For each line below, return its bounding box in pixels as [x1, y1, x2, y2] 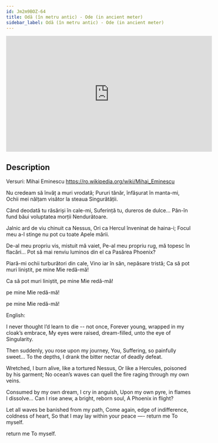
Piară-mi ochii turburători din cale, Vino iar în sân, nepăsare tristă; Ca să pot [6, 260, 190, 267]
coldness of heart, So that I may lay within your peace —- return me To [6, 412, 178, 419]
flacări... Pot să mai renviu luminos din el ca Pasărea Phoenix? [6, 248, 156, 256]
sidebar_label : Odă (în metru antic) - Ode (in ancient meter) [6, 19, 165, 25]
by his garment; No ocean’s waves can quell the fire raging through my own [6, 371, 189, 378]
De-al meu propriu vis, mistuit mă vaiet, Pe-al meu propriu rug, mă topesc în [6, 242, 190, 249]
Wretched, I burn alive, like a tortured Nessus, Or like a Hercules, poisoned [6, 365, 187, 372]
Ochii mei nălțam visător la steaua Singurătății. [6, 195, 119, 203]
